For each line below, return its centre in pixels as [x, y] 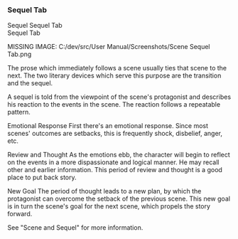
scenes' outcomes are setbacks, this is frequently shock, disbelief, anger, [115, 134]
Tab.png [20, 54]
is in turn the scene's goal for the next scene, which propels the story [109, 206]
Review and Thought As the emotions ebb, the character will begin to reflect [119, 155]
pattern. [19, 112]
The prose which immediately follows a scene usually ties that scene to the [117, 68]
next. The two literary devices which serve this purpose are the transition [114, 75]
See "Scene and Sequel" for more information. [75, 228]
